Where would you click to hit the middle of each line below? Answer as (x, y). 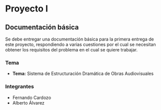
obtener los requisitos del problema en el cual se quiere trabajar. (71, 50)
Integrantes (19, 86)
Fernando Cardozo (32, 97)
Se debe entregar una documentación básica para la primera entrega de (79, 39)
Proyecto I (27, 9)
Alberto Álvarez (28, 102)
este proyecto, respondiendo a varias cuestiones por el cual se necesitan (80, 44)
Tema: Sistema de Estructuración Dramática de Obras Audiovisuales (83, 73)
